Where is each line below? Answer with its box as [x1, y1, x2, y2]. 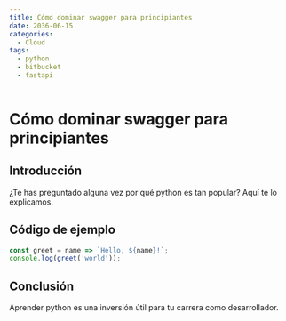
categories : [9, 29, 53, 38]
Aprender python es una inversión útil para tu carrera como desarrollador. [9, 302, 279, 313]
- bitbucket [17, 63, 62, 72]
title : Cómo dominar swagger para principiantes [9, 12, 193, 22]
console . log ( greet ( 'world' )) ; [9, 254, 122, 263]
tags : [9, 46, 29, 55]
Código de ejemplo [9, 222, 115, 237]
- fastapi [17, 71, 53, 80]
